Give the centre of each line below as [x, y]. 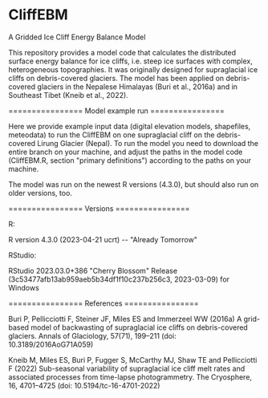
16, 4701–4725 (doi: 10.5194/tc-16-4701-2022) [84, 385]
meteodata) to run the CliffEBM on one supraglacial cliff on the [112, 135]
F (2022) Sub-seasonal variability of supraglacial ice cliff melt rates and [127, 368]
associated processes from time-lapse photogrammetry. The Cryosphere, [130, 377]
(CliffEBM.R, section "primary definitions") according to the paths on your [130, 160]
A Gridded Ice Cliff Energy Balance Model [77, 37]
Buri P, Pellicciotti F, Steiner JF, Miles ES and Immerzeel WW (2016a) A [125, 319]
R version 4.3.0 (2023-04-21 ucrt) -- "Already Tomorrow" [103, 239]
